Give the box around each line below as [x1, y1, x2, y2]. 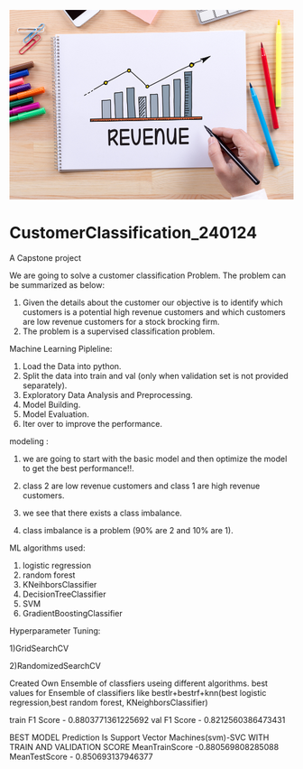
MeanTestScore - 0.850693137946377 [9, 751, 153, 762]
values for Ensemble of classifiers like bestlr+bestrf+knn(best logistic [9, 687, 267, 698]
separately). [22, 380, 68, 391]
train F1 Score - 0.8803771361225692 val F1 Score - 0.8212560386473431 [9, 714, 286, 725]
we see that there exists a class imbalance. [22, 507, 182, 518]
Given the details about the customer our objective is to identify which [22, 297, 283, 308]
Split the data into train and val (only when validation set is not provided [22, 370, 289, 381]
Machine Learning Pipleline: [9, 343, 113, 354]
